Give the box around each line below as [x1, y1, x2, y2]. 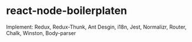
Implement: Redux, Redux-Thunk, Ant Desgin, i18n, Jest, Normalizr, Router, [6, 23, 187, 30]
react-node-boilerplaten [6, 4, 127, 17]
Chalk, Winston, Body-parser [6, 29, 76, 36]
